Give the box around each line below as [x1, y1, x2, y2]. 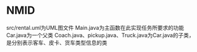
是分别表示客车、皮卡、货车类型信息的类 [6, 39, 107, 46]
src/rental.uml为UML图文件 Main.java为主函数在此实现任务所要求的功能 [6, 24, 184, 31]
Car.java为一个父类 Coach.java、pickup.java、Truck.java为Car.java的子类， [6, 31, 195, 39]
